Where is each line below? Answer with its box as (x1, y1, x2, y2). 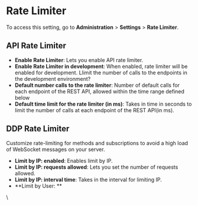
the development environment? (14, 75, 91, 82)
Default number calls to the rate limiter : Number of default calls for (14, 81, 180, 89)
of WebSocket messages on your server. (6, 146, 105, 153)
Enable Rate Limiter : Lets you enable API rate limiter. (14, 56, 144, 63)
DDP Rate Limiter (6, 124, 70, 134)
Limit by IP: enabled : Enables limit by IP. (14, 157, 113, 164)
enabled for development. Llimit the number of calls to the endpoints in (14, 69, 187, 76)
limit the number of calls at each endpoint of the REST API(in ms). (14, 106, 174, 113)
